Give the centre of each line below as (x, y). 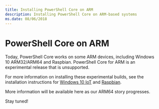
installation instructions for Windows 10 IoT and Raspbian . (63, 82)
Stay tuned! (17, 101)
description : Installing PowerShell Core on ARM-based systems (71, 14)
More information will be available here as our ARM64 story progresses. (78, 92)
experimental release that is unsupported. (47, 68)
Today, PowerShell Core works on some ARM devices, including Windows (80, 57)
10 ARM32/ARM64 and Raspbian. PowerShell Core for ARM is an (70, 62)
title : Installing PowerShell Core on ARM (49, 10)
